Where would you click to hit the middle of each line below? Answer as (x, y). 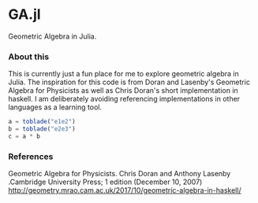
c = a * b (24, 136)
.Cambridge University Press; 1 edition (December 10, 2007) (105, 182)
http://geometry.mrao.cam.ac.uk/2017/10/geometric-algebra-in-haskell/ (125, 190)
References (31, 157)
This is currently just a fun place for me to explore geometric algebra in (123, 74)
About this (29, 57)
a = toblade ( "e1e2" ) (42, 122)
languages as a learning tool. (55, 107)
